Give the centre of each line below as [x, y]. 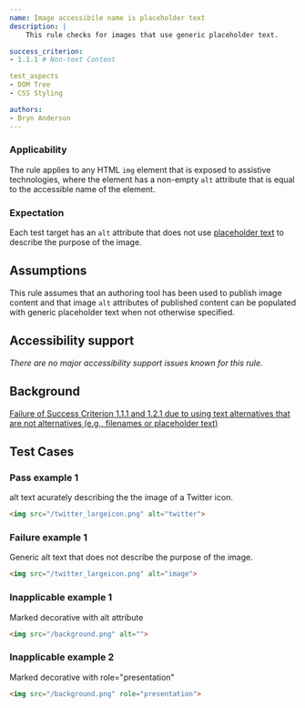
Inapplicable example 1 [61, 598]
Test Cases [42, 451]
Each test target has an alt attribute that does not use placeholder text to [147, 232]
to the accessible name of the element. [82, 189]
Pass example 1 [44, 477]
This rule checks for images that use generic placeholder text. [152, 35]
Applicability [38, 149]
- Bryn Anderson [40, 118]
